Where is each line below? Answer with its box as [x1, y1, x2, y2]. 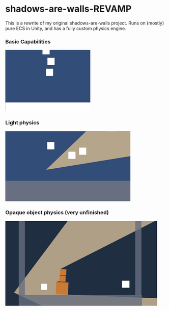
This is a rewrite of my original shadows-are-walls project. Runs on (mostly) [5, 20, 164, 26]
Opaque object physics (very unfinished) [5, 209, 109, 216]
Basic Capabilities [5, 38, 51, 45]
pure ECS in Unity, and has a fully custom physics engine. [5, 25, 126, 31]
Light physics [5, 119, 40, 126]
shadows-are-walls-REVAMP [5, 3, 132, 15]
